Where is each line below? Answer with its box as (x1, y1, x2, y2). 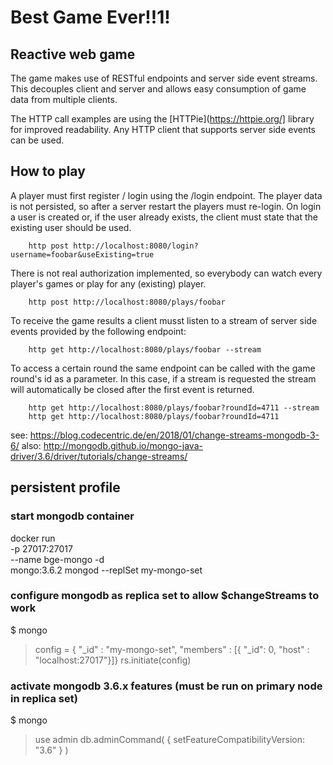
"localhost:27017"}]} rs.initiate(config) (34, 654, 192, 666)
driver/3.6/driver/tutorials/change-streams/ (10, 450, 188, 462)
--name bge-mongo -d (10, 553, 105, 565)
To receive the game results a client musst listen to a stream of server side (10, 314, 318, 326)
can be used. (10, 134, 65, 146)
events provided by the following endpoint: (10, 325, 187, 337)
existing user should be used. (10, 221, 132, 233)
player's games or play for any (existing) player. (10, 277, 207, 290)
